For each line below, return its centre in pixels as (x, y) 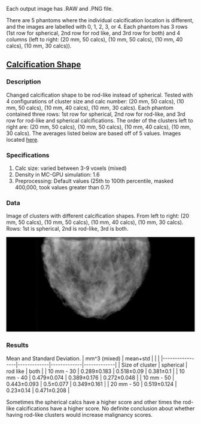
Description (24, 82)
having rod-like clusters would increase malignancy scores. (79, 414)
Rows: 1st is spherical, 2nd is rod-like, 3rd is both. (67, 229)
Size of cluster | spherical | (155, 365)
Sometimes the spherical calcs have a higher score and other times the (94, 402)
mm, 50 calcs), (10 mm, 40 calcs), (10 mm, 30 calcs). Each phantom (90, 108)
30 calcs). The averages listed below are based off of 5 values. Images (94, 133)
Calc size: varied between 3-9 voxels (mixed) (71, 168)
